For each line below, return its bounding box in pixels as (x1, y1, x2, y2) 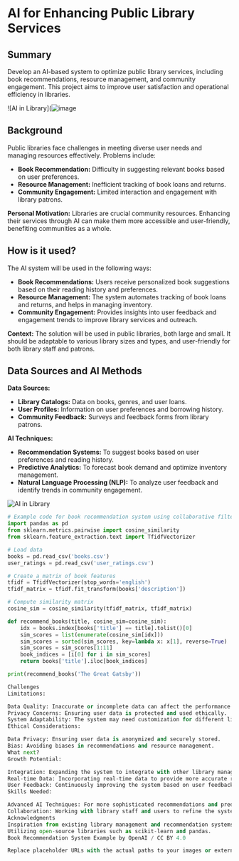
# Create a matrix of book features (7, 572, 116, 579)
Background (7, 125, 63, 137)
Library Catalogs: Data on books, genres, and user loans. (17, 398, 187, 406)
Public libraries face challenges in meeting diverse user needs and (7, 143, 203, 152)
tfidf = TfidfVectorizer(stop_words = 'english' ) (7, 579, 152, 586)
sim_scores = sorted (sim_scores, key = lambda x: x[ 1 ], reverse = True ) (20, 638, 228, 645)
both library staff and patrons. (7, 344, 95, 353)
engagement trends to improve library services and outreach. (17, 315, 198, 324)
